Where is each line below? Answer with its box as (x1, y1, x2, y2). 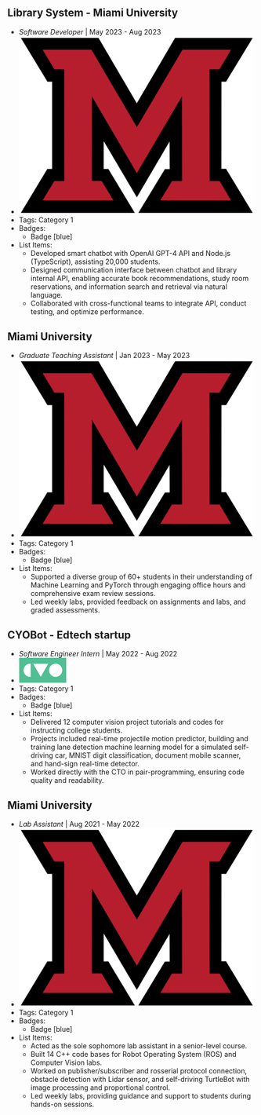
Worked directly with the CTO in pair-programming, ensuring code (30, 767, 245, 777)
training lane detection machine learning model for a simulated (30, 742, 233, 752)
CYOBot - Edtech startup (7, 628, 131, 642)
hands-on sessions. (30, 1099, 95, 1109)
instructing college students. (30, 726, 123, 735)
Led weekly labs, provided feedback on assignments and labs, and (30, 597, 246, 607)
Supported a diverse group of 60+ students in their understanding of (30, 572, 252, 582)
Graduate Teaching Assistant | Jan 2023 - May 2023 (18, 351, 190, 360)
